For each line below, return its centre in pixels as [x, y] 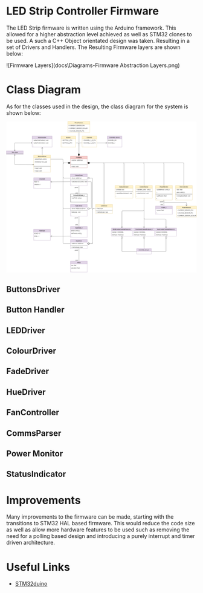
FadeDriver [28, 371]
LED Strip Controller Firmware [82, 11]
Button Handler [35, 310]
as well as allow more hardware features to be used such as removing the [98, 530]
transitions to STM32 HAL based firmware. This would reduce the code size [101, 523]
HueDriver [26, 392]
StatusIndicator [36, 474]
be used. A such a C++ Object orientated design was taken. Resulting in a [98, 41]
